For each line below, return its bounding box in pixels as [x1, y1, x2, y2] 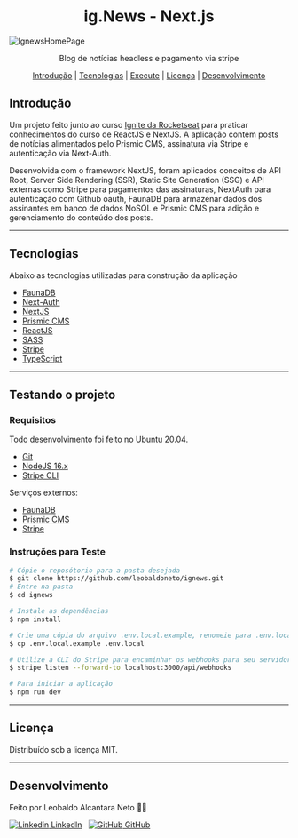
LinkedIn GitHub [51, 819, 151, 830]
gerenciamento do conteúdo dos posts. [9, 211, 153, 223]
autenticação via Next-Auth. [9, 148, 112, 158]
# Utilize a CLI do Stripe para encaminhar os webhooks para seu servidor [9, 655, 292, 664]
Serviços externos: [9, 487, 78, 499]
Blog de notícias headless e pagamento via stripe [59, 52, 239, 63]
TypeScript [21, 353, 63, 363]
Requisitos [9, 413, 56, 426]
